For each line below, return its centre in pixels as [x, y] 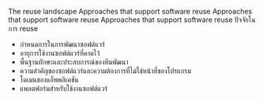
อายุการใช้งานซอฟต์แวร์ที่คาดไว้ [60, 53]
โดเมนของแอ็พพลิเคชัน [49, 79]
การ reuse [23, 28]
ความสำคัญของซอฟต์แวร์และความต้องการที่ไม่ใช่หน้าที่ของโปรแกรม [105, 71]
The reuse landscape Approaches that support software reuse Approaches [130, 11]
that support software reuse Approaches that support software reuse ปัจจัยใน [132, 20]
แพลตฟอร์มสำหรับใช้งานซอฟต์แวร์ [64, 88]
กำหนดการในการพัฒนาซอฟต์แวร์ [62, 44]
